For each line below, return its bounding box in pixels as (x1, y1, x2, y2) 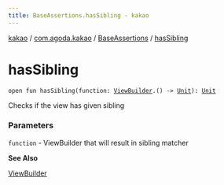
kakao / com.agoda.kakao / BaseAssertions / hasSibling (8, 33, 189, 43)
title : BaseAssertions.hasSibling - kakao (8, 11, 149, 20)
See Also (8, 153, 38, 162)
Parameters (8, 120, 53, 131)
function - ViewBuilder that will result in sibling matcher (8, 138, 189, 147)
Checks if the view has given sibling (8, 100, 125, 110)
